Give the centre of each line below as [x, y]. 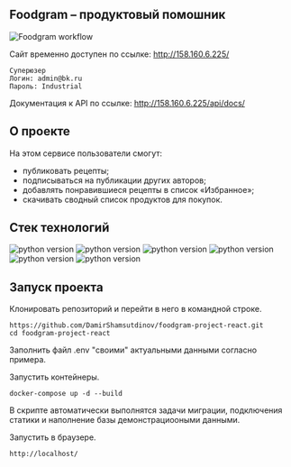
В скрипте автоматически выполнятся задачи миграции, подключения [146, 410]
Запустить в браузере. [53, 437]
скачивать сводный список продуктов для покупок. [123, 199]
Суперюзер [28, 70]
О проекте [40, 131]
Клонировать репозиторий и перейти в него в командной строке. [136, 309]
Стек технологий [59, 228]
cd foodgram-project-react [60, 334]
